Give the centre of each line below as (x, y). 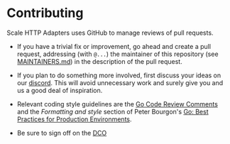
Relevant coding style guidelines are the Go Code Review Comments (117, 104)
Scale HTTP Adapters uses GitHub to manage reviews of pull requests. (110, 33)
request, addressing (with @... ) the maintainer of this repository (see (117, 54)
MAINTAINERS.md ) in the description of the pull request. (99, 61)
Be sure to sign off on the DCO (62, 133)
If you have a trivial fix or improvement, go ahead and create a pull (114, 46)
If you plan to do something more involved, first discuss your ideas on (119, 75)
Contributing (45, 13)
